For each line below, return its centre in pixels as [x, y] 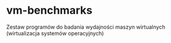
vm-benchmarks [49, 10]
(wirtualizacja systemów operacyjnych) [55, 33]
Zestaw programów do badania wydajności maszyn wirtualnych [86, 27]
